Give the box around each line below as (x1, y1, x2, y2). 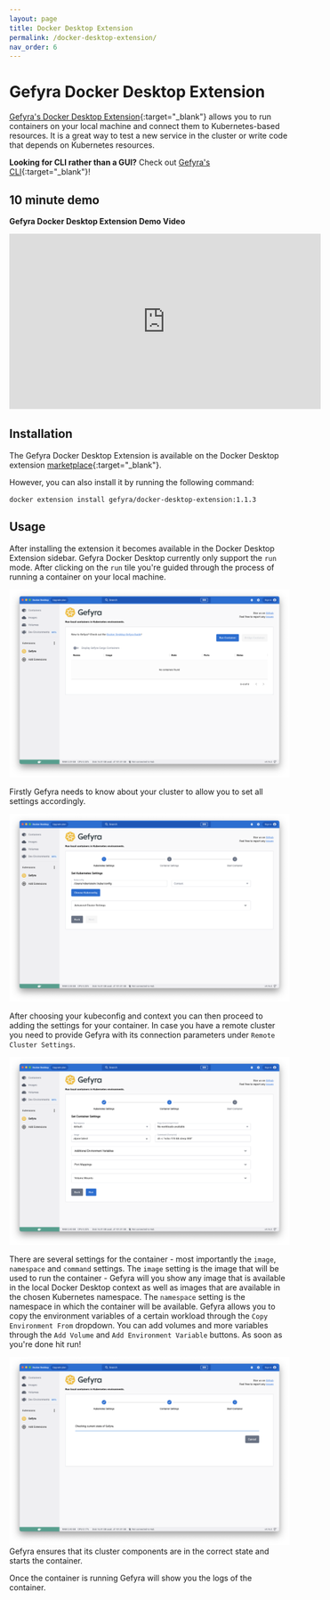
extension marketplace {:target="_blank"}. (9, 459, 162, 470)
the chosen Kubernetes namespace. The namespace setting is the (9, 1292, 246, 1302)
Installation (9, 426, 73, 442)
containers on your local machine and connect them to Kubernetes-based (9, 121, 280, 132)
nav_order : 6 (9, 43, 58, 52)
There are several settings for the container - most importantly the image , (9, 1254, 277, 1264)
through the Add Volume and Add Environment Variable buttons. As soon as (9, 1329, 283, 1340)
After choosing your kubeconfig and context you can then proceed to (9, 1011, 264, 1021)
